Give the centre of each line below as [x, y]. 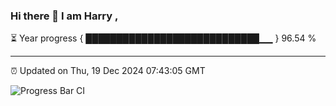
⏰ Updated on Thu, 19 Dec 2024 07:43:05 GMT [108, 71]
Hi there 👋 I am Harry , [64, 16]
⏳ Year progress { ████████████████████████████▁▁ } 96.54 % [163, 38]
